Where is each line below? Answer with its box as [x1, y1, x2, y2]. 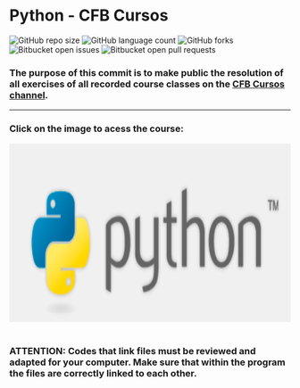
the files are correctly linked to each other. [9, 367, 197, 379]
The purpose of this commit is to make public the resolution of [9, 66, 284, 78]
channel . [9, 88, 49, 101]
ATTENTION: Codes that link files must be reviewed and [9, 344, 256, 357]
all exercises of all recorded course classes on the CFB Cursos [9, 78, 286, 90]
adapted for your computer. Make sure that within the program [9, 356, 286, 368]
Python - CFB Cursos [9, 5, 169, 26]
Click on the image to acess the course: [9, 122, 185, 135]
